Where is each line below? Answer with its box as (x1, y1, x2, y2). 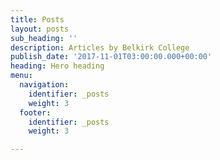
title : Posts (10, 14, 65, 25)
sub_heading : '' (10, 33, 78, 43)
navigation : (19, 80, 70, 90)
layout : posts (10, 24, 70, 34)
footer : (19, 107, 52, 118)
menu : (10, 71, 33, 81)
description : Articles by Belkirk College (10, 42, 190, 53)
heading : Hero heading (10, 61, 105, 71)
